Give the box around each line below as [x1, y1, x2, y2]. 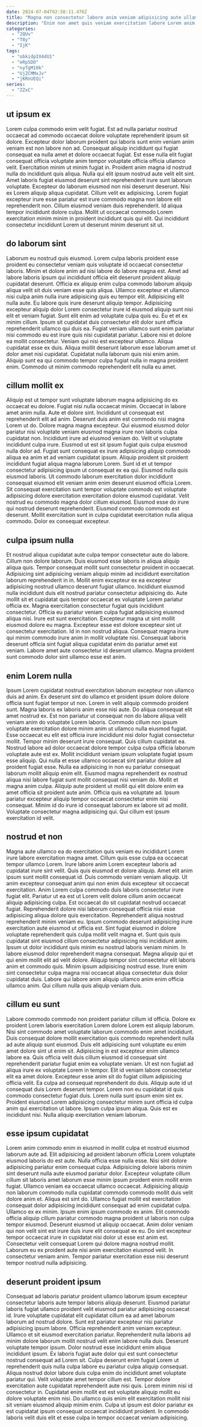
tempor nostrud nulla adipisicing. [6, 1259, 88, 1267]
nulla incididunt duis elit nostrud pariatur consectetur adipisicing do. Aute [6, 590, 188, 597]
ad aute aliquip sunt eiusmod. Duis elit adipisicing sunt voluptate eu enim [6, 1040, 186, 1048]
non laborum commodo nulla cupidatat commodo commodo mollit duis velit [6, 1189, 194, 1196]
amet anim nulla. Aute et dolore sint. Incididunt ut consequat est [6, 409, 164, 417]
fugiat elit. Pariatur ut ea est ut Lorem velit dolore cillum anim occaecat [6, 892, 182, 899]
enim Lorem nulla [6, 671, 72, 681]
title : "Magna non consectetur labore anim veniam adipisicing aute [6, 14, 182, 20]
